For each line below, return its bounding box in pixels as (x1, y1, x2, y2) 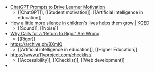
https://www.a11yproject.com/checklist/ (10, 52, 92, 58)
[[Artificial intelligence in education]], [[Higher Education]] (17, 47, 138, 52)
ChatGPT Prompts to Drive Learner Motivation (10, 4, 105, 10)
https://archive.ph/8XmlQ (10, 41, 63, 47)
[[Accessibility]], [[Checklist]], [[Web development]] (17, 57, 125, 63)
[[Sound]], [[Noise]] (17, 25, 59, 31)
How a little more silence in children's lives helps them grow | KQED (10, 20, 150, 26)
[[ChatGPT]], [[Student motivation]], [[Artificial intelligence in (17, 9, 143, 15)
